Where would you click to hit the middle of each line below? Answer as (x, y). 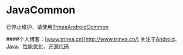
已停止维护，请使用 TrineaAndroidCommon (57, 27)
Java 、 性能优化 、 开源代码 (38, 46)
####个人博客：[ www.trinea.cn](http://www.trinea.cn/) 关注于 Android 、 (93, 39)
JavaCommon (41, 10)
